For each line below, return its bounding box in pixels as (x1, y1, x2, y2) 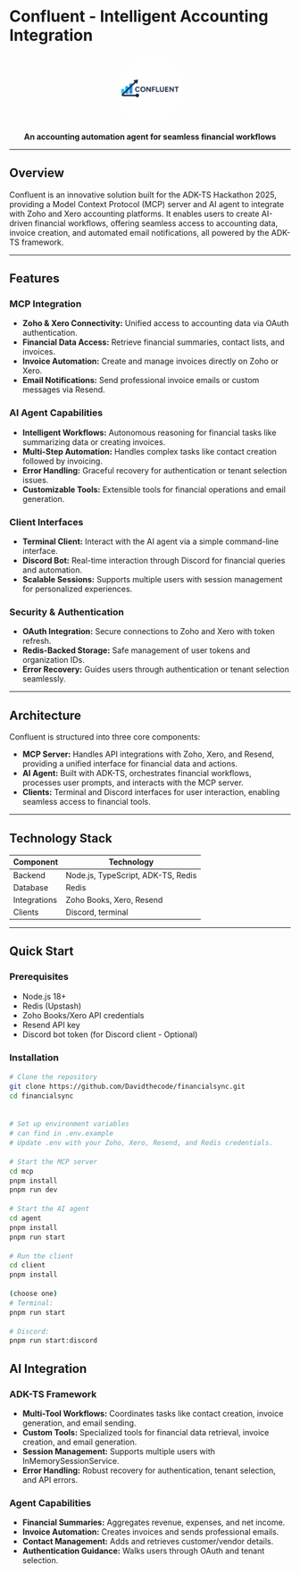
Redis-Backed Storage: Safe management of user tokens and (21, 645, 251, 656)
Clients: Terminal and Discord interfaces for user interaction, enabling (21, 787, 280, 798)
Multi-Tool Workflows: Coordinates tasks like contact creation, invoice (21, 1409, 284, 1418)
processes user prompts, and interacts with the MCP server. (21, 777, 244, 788)
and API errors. (21, 1475, 79, 1485)
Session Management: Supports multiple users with (21, 1446, 216, 1457)
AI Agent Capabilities (9, 406, 104, 419)
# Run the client (9, 1251, 74, 1260)
